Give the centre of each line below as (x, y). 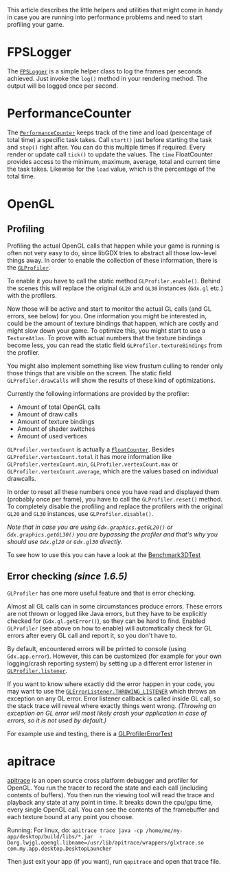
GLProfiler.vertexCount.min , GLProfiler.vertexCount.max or (93, 464)
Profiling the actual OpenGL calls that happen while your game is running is (114, 246)
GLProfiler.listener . (37, 670)
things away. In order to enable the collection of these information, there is (112, 260)
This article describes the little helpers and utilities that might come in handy (115, 10)
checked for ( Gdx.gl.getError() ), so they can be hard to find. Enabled (106, 621)
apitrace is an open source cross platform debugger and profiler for (103, 780)
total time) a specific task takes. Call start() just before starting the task (110, 139)
